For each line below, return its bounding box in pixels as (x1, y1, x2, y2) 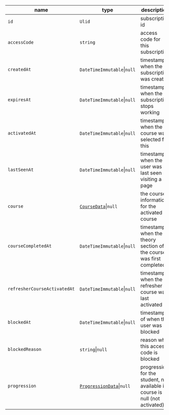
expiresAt (8, 97, 31, 102)
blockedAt (8, 320, 31, 325)
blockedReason (8, 346, 42, 352)
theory (140, 236, 156, 243)
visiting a (140, 176, 162, 183)
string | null (79, 346, 107, 352)
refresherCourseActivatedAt (8, 286, 75, 291)
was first (140, 255, 161, 262)
